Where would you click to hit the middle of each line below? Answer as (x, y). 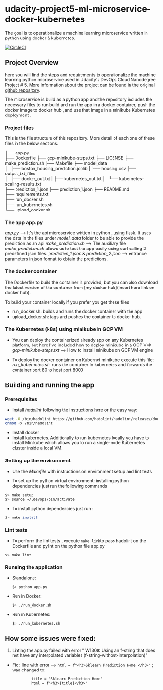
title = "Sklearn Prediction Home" (67, 679)
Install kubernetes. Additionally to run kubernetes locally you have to (81, 438)
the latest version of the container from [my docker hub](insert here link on (80, 287)
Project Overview (32, 63)
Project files (19, 128)
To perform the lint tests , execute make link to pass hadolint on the (79, 541)
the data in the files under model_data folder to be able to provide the (74, 238)
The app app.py (24, 222)
